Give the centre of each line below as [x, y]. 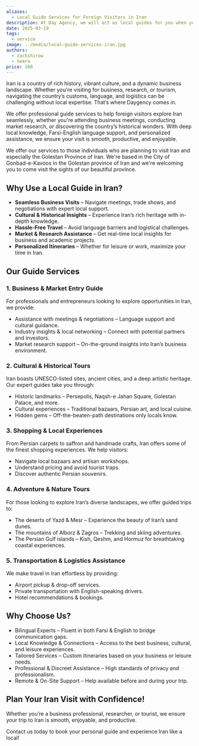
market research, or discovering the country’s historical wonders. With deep [99, 127]
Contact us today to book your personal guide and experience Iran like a [94, 731]
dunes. [23, 526]
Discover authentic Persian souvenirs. [61, 474]
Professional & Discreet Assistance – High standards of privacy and [97, 668]
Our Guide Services [43, 271]
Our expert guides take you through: [50, 385]
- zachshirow [28, 56]
